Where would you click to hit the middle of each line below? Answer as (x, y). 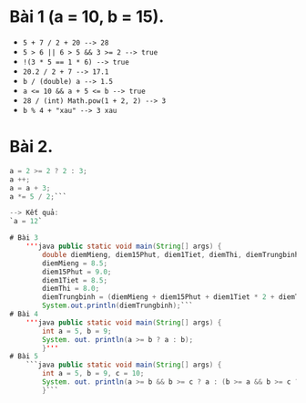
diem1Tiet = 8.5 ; (75, 280)
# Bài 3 (24, 238)
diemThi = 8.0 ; (71, 289)
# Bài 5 (24, 356)
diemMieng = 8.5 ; (75, 263)
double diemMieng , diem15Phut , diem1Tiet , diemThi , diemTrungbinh (171, 254)
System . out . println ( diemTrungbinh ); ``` (118, 306)
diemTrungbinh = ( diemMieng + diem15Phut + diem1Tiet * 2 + (158, 297)
